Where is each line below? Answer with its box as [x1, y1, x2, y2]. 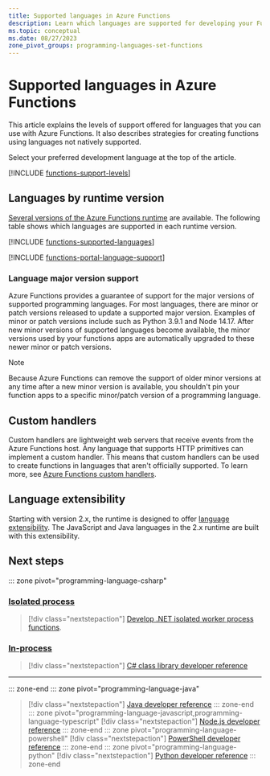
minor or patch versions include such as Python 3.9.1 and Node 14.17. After [8, 317, 255, 326]
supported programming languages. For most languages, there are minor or [8, 299, 259, 310]
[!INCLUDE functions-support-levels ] [8, 168, 131, 178]
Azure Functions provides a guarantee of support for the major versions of [8, 291, 255, 301]
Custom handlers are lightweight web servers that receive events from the [8, 435, 255, 445]
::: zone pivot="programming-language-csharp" [8, 576, 167, 585]
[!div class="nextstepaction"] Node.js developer [100, 716, 260, 726]
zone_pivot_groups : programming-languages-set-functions [8, 42, 203, 50]
